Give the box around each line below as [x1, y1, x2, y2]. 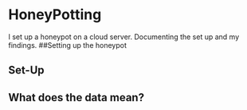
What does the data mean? [8, 90, 145, 104]
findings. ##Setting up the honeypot [8, 40, 127, 49]
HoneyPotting [8, 6, 102, 24]
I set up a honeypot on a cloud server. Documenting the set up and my [8, 32, 240, 41]
